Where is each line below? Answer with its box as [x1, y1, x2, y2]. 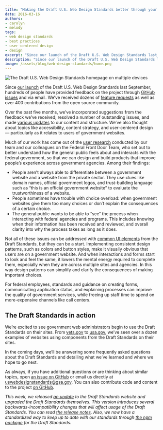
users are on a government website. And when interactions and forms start [5, 251, 155, 257]
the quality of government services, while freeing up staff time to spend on [5, 292, 155, 298]
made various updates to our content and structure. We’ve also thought [5, 120, 148, 126]
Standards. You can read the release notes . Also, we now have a [5, 409, 135, 415]
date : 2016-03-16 [5, 12, 40, 17]
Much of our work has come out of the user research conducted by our [5, 139, 147, 145]
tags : [5, 30, 16, 35]
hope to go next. [5, 359, 38, 365]
